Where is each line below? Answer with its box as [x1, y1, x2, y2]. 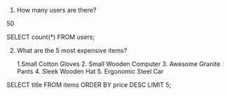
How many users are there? [16, 6, 97, 14]
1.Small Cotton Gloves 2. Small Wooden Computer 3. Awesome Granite [16, 60, 221, 68]
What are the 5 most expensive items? [16, 47, 128, 54]
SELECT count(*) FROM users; [6, 33, 95, 41]
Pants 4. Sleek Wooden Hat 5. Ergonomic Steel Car [16, 67, 164, 75]
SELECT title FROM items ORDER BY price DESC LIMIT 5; [6, 81, 172, 89]
